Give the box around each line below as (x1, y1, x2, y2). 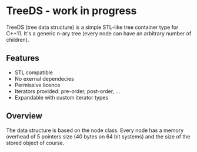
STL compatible (14, 69, 53, 76)
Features (6, 53, 39, 63)
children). (6, 36, 29, 43)
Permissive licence (14, 81, 61, 88)
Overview (6, 111, 43, 121)
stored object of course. (6, 139, 65, 146)
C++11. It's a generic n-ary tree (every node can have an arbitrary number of (6, 29, 192, 37)
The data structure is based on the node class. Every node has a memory (6, 127, 184, 134)
